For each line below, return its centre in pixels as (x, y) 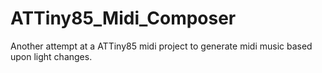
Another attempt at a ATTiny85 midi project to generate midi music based (161, 46)
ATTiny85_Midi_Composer (123, 18)
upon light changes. (51, 56)
